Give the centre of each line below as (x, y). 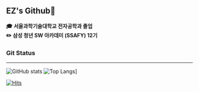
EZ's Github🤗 (31, 11)
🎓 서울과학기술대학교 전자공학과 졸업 (49, 26)
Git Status (21, 53)
